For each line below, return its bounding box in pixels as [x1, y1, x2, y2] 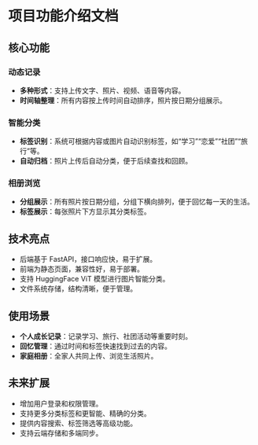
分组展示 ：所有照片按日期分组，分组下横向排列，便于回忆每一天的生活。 [19, 197, 254, 207]
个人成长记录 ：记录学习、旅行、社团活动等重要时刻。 [19, 332, 193, 341]
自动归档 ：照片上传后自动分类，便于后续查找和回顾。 [19, 156, 193, 166]
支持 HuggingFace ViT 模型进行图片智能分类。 [19, 274, 170, 284]
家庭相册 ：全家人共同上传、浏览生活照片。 [19, 351, 158, 361]
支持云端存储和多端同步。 [19, 428, 103, 437]
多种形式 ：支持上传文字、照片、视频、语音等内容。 [19, 86, 186, 95]
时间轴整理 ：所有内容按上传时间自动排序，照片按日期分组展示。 [19, 95, 227, 105]
